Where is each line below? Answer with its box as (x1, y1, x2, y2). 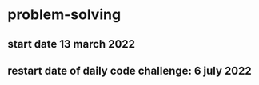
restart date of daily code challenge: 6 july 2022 (7, 64, 253, 77)
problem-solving (7, 6, 122, 24)
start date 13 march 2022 (7, 37, 135, 51)
